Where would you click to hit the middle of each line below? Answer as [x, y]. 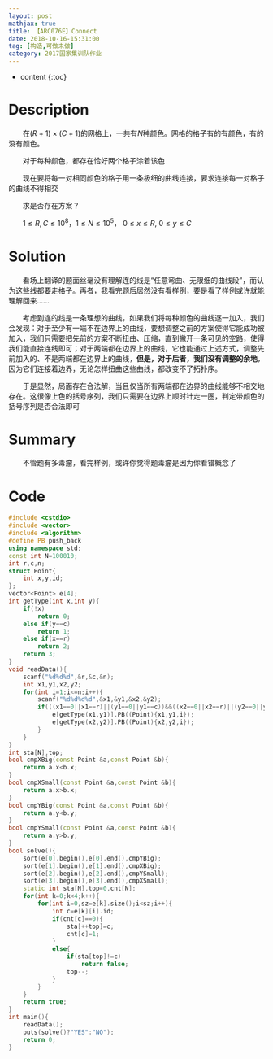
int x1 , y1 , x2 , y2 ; [52, 684]
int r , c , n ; [27, 563]
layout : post [30, 16]
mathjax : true [32, 24]
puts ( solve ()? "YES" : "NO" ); [69, 1032]
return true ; [45, 1002]
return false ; [105, 965]
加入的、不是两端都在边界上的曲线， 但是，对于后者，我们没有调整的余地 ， [140, 358]
